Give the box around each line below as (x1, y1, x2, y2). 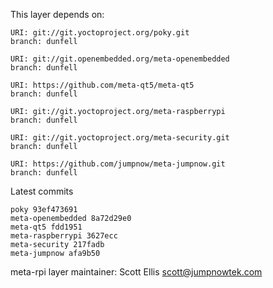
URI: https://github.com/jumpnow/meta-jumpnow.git (10, 159, 226, 169)
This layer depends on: (10, 9, 105, 20)
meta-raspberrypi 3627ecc (10, 231, 118, 241)
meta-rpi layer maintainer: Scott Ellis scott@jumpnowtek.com (10, 266, 263, 278)
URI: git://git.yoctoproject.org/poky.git (10, 28, 190, 38)
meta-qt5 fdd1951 (10, 222, 83, 232)
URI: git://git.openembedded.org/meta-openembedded (10, 54, 230, 64)
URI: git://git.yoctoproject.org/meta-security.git (10, 133, 230, 143)
